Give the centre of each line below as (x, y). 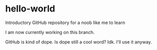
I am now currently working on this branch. (50, 32)
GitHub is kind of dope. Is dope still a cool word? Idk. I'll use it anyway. (78, 42)
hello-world (30, 9)
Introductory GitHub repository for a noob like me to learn (65, 22)
